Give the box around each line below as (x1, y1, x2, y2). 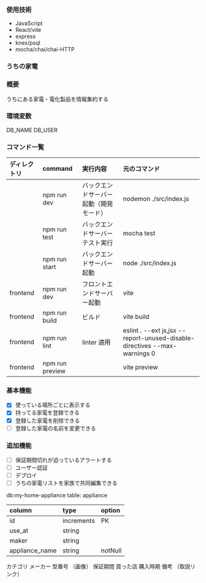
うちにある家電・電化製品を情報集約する (6, 95, 109, 102)
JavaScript (15, 20, 43, 27)
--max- (153, 342, 177, 350)
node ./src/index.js (123, 259, 177, 268)
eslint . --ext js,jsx (123, 326, 177, 335)
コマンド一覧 (6, 143, 45, 151)
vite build (123, 312, 150, 321)
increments (62, 516, 95, 525)
